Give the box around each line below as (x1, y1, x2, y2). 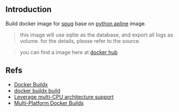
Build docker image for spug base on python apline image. (5, 20, 147, 27)
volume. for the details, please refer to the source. (19, 37, 141, 44)
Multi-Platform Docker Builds (13, 99, 84, 106)
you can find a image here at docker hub (19, 49, 118, 56)
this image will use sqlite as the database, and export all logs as (19, 31, 174, 38)
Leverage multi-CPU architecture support (13, 93, 114, 100)
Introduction (5, 5, 52, 15)
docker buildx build (13, 87, 61, 94)
